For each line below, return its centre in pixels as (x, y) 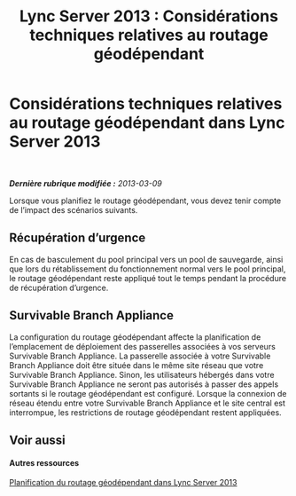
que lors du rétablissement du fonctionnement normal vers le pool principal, (148, 269)
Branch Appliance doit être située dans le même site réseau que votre (136, 365)
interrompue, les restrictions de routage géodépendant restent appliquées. (145, 412)
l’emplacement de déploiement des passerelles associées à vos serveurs (143, 346)
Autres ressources (44, 462)
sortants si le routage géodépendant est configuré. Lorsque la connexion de (148, 393)
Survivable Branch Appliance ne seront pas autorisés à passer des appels (144, 384)
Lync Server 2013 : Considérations (149, 16)
